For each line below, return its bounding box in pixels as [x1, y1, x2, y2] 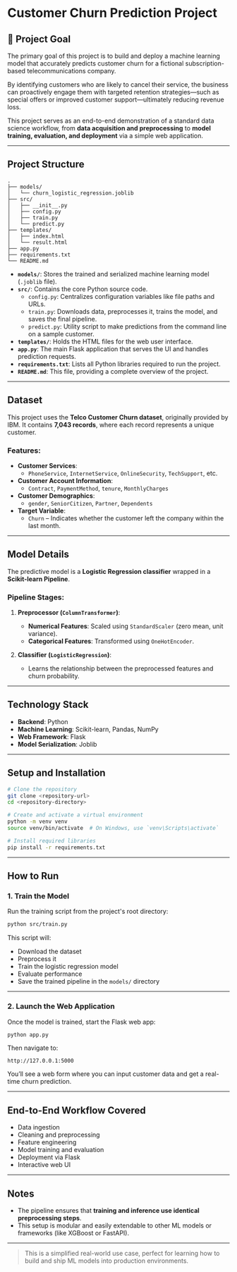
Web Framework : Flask [17, 732, 86, 741]
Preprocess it [17, 955, 56, 963]
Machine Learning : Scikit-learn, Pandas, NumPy [17, 725, 159, 733]
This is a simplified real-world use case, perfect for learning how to [24, 1249, 220, 1258]
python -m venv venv [7, 818, 68, 826]
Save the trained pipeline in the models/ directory [17, 977, 160, 986]
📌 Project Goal [7, 33, 71, 45]
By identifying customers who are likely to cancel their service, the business [7, 80, 229, 89]
